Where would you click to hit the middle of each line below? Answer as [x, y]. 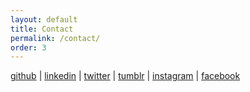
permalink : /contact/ [55, 38]
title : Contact [42, 29]
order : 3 [28, 47]
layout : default [44, 19]
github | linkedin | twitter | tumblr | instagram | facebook [125, 76]
